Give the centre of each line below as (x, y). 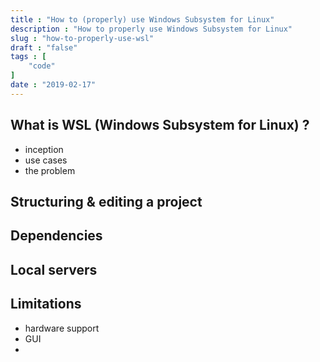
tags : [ (28, 57)
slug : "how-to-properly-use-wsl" (82, 38)
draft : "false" (44, 47)
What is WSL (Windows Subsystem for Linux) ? (160, 125)
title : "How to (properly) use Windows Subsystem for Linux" (142, 19)
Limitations (46, 304)
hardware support (62, 328)
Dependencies (56, 236)
